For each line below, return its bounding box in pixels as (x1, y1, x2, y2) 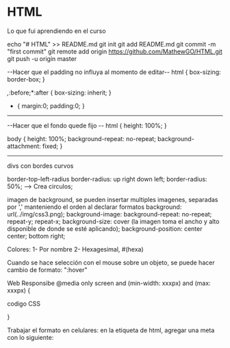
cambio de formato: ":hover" (7, 265, 88, 274)
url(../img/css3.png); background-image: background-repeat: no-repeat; (7, 210, 212, 218)
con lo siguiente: (7, 333, 54, 341)
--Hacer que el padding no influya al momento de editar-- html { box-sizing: (7, 68, 221, 76)
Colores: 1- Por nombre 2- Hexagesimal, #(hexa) (7, 245, 144, 253)
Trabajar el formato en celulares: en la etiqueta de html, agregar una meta (7, 326, 215, 334)
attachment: (7, 142, 41, 150)
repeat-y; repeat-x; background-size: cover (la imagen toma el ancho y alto (7, 217, 220, 225)
